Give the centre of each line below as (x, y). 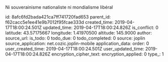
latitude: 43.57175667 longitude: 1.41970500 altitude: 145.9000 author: (79, 33)
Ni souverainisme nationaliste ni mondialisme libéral (59, 7)
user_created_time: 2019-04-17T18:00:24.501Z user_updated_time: (75, 49)
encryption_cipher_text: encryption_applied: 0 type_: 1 (108, 54)
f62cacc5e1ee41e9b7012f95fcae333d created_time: (59, 22)
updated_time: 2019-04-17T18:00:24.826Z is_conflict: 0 (100, 27)
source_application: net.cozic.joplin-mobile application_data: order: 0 (77, 43)
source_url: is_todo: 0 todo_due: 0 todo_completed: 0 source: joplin (75, 38)
